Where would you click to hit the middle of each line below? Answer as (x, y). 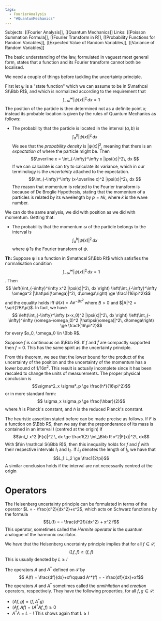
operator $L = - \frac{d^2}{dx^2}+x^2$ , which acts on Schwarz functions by (81, 509)
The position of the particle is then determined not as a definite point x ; (76, 108)
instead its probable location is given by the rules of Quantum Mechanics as (81, 113)
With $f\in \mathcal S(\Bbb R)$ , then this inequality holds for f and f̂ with (77, 445)
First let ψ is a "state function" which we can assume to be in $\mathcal (76, 86)
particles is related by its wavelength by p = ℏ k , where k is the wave (80, 197)
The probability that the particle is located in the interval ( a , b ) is (76, 128)
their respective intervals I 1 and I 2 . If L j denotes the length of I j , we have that (81, 450)
